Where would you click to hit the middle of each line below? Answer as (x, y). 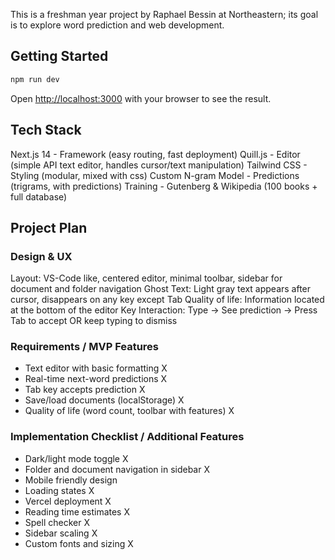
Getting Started (59, 56)
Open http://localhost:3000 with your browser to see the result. (141, 98)
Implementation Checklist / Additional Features (127, 437)
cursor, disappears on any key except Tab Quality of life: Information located (167, 300)
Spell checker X (57, 522)
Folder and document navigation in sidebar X (117, 469)
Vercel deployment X (68, 501)
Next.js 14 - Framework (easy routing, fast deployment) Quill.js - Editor (155, 154)
